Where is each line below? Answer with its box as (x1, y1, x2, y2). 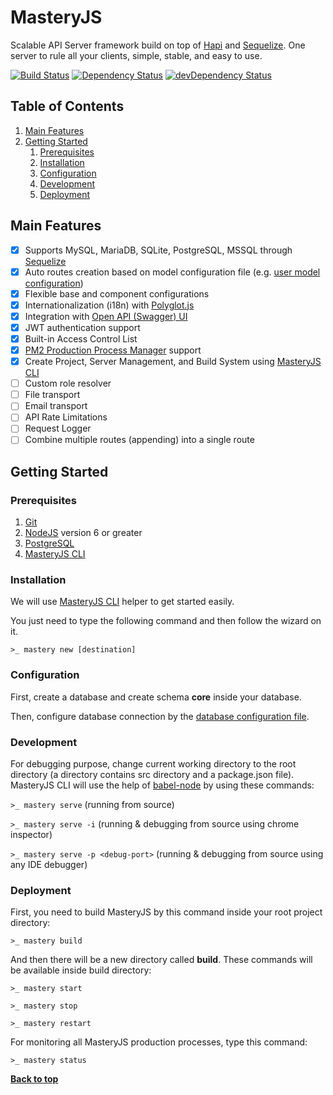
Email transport (24, 400, 88, 412)
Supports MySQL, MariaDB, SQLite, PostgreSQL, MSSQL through (24, 244, 293, 256)
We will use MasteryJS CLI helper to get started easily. (10, 596, 235, 608)
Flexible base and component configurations (24, 287, 210, 300)
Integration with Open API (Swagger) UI (24, 310, 188, 322)
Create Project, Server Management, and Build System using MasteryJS (24, 356, 322, 368)
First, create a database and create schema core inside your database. (10, 691, 302, 703)
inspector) (10, 829, 53, 841)
